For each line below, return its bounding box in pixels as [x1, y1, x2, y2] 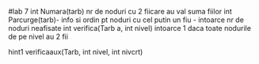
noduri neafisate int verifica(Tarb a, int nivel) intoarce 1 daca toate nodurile [8, 24, 252, 32]
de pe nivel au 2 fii [8, 32, 69, 41]
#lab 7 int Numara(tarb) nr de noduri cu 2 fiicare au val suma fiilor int [8, 7, 232, 16]
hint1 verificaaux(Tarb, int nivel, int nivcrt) [8, 47, 143, 56]
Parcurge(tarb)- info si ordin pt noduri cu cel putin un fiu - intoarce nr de [8, 15, 244, 24]
